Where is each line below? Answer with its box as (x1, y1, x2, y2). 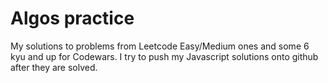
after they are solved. (10, 61, 98, 73)
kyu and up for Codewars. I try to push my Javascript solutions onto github (10, 50, 319, 62)
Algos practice (10, 7, 135, 30)
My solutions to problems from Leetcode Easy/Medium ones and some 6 (10, 40, 310, 52)
